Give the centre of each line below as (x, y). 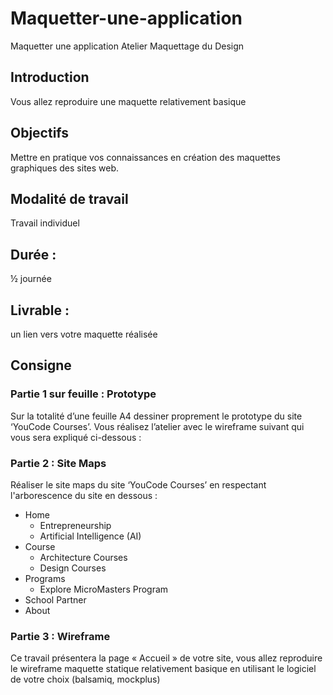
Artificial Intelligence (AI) (90, 536)
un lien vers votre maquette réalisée (84, 334)
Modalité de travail (69, 198)
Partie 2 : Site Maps (58, 463)
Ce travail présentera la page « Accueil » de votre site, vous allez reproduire (166, 658)
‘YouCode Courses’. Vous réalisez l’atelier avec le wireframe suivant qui (157, 426)
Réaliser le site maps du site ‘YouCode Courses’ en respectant (138, 484)
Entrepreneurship (75, 525)
